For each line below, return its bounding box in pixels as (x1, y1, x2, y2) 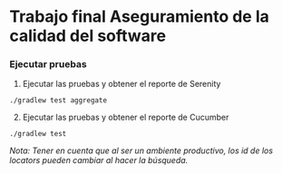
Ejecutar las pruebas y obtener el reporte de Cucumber (22, 111, 229, 123)
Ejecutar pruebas (9, 58, 88, 71)
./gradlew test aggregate (9, 96, 107, 105)
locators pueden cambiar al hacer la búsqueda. (9, 155, 189, 166)
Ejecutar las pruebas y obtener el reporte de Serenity (22, 79, 221, 90)
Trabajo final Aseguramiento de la (9, 6, 270, 27)
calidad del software (9, 25, 167, 46)
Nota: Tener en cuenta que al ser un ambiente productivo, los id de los (9, 145, 274, 156)
